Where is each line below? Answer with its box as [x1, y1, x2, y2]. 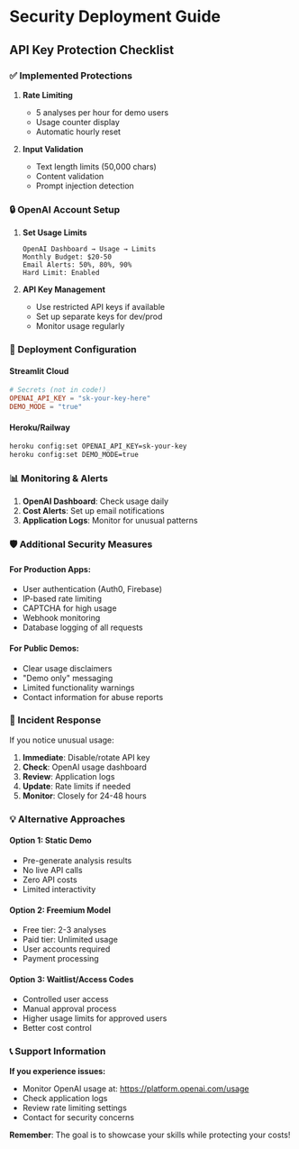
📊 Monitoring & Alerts [9, 471, 108, 484]
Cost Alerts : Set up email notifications [22, 506, 165, 516]
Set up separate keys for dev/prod [35, 311, 163, 322]
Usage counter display [35, 116, 120, 127]
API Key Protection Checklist [9, 42, 174, 58]
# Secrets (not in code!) [9, 386, 106, 395]
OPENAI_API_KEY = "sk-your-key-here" [9, 394, 151, 403]
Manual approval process [22, 1003, 117, 1015]
